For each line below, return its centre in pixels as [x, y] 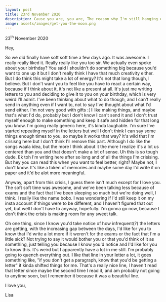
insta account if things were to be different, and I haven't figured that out [79, 203]
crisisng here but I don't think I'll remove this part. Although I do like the [78, 141]
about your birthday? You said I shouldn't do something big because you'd [81, 68]
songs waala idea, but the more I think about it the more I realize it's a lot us [82, 147]
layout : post [19, 10]
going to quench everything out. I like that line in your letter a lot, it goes [78, 255]
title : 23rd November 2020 [33, 14]
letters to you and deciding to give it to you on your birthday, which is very [81, 94]
